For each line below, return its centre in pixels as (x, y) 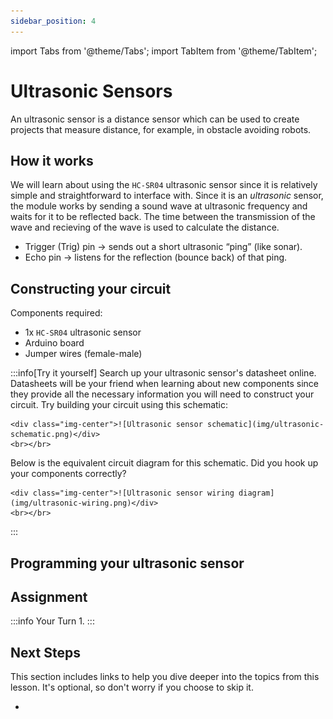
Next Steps (45, 652)
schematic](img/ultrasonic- (265, 425)
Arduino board (54, 343)
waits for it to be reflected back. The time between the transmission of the (163, 217)
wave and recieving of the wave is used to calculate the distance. (145, 227)
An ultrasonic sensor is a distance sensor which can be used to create (155, 119)
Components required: (56, 313)
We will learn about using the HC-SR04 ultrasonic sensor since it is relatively (164, 185)
